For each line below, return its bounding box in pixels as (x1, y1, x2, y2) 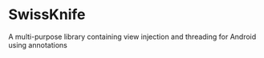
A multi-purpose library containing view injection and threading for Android (8, 32, 257, 41)
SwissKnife (8, 6, 86, 24)
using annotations (8, 40, 68, 49)
